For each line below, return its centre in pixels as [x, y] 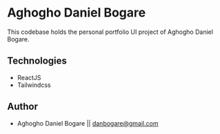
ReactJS [29, 77]
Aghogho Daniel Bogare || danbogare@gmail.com [88, 123]
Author [22, 107]
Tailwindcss [34, 85]
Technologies [37, 61]
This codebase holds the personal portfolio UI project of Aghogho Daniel [110, 32]
